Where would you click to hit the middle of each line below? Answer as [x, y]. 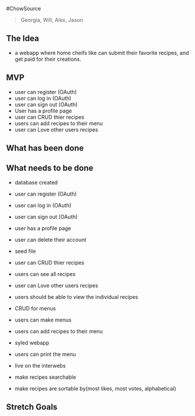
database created [36, 182]
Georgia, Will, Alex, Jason [52, 20]
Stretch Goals [32, 407]
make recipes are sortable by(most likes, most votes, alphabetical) [95, 388]
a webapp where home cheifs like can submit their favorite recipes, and [102, 53]
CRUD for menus [35, 308]
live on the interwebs [40, 365]
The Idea [23, 39]
